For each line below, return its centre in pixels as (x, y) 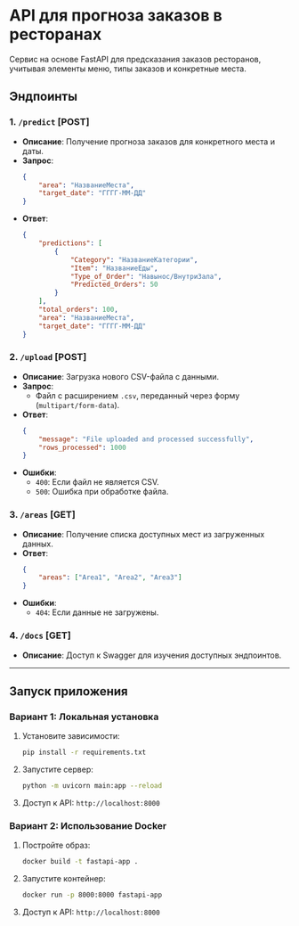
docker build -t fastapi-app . (80, 862)
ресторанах (56, 34)
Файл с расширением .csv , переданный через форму (137, 395)
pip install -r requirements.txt (84, 753)
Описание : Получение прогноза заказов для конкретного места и (149, 141)
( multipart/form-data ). (77, 405)
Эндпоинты (44, 97)
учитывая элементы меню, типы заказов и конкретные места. (128, 69)
